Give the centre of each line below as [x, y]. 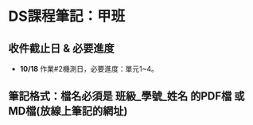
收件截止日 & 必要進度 [62, 48]
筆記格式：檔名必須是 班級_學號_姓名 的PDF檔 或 [127, 96]
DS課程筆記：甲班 [67, 16]
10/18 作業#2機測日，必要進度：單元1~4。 [89, 69]
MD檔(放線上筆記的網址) [68, 111]
